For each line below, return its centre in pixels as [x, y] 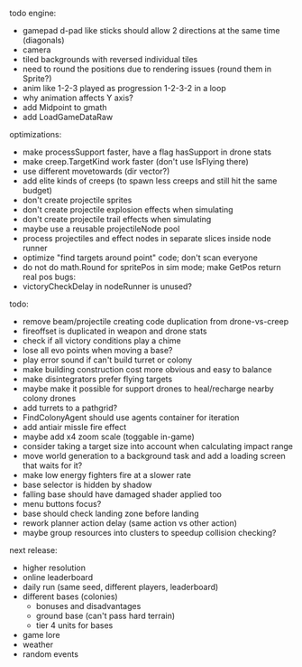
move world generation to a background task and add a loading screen [154, 456]
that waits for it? [52, 465]
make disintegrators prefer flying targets [97, 379]
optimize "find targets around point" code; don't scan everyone [140, 258]
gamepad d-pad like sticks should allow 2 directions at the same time [151, 30]
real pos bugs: [49, 277]
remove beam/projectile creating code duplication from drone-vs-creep [156, 321]
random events [50, 654]
